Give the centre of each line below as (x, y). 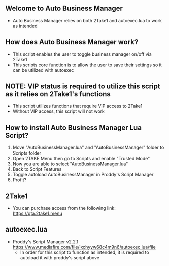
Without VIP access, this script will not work (59, 111)
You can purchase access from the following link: (64, 208)
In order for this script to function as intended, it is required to (84, 252)
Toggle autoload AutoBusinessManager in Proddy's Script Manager (83, 175)
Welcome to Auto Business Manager (64, 8)
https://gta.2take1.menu (37, 214)
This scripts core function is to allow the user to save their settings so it (87, 65)
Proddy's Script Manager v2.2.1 (45, 241)
